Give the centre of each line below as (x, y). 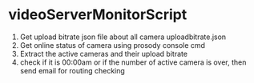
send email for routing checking (73, 70)
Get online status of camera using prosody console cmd (113, 45)
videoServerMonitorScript (98, 15)
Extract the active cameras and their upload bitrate (104, 53)
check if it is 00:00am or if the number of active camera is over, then (133, 62)
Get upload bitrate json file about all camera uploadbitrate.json (123, 37)
